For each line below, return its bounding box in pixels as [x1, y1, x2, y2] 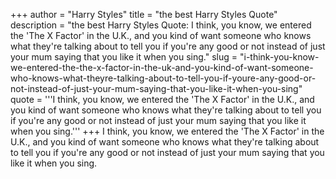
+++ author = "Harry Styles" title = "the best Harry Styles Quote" [10, 9, 278, 20]
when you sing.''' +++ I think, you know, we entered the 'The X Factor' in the [10, 125, 325, 137]
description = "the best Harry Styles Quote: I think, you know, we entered [10, 19, 312, 31]
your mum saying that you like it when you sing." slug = [10, 51, 238, 63]
